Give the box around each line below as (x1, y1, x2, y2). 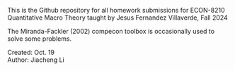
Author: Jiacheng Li (7, 56, 65, 64)
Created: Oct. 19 (7, 49, 55, 56)
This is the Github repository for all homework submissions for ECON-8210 (7, 6, 225, 14)
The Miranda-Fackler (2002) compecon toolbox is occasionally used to (7, 27, 214, 35)
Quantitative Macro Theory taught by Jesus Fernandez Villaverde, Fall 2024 (7, 13, 228, 22)
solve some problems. (7, 34, 72, 43)
